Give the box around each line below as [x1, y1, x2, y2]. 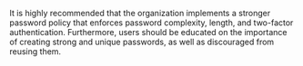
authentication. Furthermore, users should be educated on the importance [9, 27, 288, 37]
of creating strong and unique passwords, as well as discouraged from [9, 36, 275, 47]
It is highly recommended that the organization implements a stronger [9, 8, 271, 18]
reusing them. [9, 46, 62, 57]
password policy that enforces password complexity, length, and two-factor [9, 17, 294, 28]
